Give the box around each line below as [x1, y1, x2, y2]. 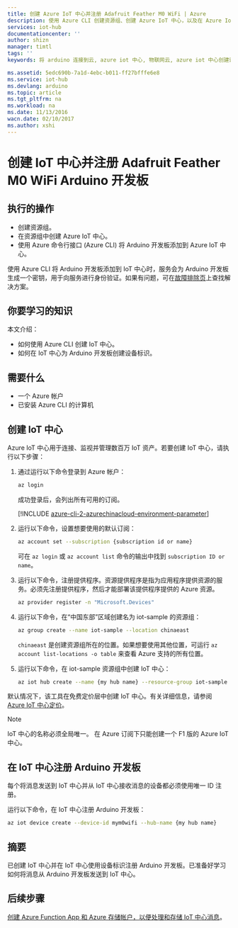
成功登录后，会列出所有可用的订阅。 [17, 495, 124, 504]
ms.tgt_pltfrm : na [7, 96, 62, 103]
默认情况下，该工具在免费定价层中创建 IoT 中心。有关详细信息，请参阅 [7, 692, 212, 701]
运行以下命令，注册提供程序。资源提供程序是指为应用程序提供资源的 [17, 575, 217, 584]
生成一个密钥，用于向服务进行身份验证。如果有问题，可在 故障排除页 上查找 [7, 273, 225, 282]
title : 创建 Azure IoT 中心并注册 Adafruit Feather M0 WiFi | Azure [7, 10, 207, 18]
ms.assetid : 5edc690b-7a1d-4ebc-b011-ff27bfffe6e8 [7, 69, 160, 77]
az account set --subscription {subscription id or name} [17, 538, 193, 545]
